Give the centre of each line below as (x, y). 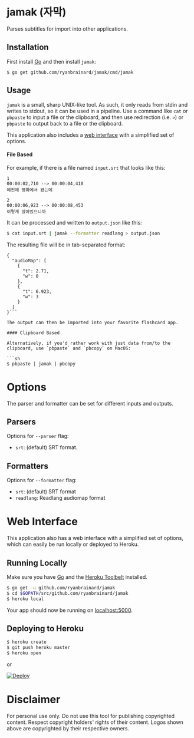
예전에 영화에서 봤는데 (29, 190)
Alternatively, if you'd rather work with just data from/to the (88, 343)
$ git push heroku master (38, 648)
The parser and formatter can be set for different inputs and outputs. (90, 403)
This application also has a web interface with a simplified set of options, (95, 538)
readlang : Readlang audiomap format (60, 498)
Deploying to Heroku (45, 628)
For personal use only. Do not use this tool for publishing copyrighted (91, 716)
